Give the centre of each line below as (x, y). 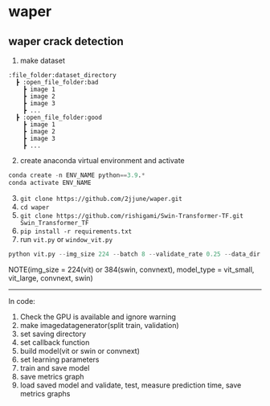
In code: (22, 301)
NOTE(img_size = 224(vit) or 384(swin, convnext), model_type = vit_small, (131, 269)
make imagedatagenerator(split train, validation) (99, 325)
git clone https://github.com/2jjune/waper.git (101, 199)
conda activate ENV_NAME (50, 182)
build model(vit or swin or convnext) (80, 351)
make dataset (43, 60)
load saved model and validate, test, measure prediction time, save (131, 385)
